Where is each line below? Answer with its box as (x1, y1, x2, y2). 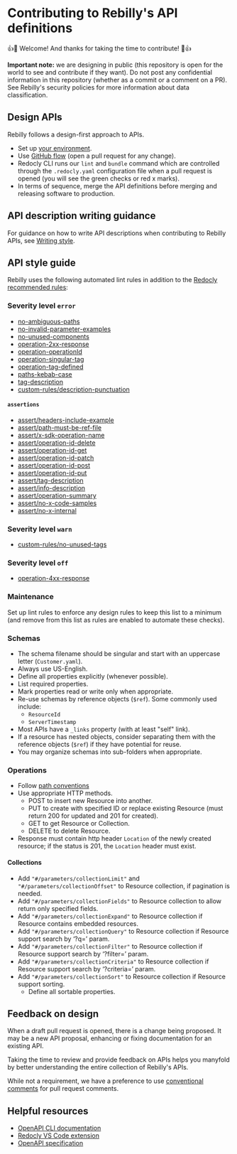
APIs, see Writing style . (7, 236, 76, 244)
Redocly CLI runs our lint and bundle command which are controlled (17, 158, 220, 168)
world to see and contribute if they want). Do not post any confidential (7, 68, 213, 76)
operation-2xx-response (17, 340, 89, 348)
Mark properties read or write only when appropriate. (17, 687, 174, 696)
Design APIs (7, 112, 62, 124)
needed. (17, 889, 43, 897)
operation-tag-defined (17, 362, 84, 371)
